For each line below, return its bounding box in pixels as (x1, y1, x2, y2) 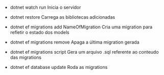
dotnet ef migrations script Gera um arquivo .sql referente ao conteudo (10, 49, 159, 55)
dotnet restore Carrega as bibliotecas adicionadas (10, 14, 116, 20)
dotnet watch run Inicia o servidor (10, 5, 81, 10)
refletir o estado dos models (10, 29, 70, 35)
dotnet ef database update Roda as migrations (10, 64, 108, 70)
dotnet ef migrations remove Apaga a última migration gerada (10, 39, 140, 45)
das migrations (10, 54, 42, 60)
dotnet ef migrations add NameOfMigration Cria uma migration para (10, 24, 153, 30)
